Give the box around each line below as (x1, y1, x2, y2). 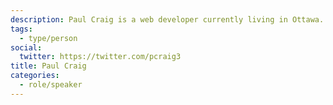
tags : (10, 24, 33, 34)
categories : (10, 71, 60, 81)
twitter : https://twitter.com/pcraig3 (19, 52, 182, 62)
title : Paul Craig (10, 61, 87, 71)
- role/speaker (19, 80, 83, 90)
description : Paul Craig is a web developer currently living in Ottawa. (10, 14, 325, 25)
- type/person (19, 33, 78, 43)
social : (10, 42, 43, 53)
